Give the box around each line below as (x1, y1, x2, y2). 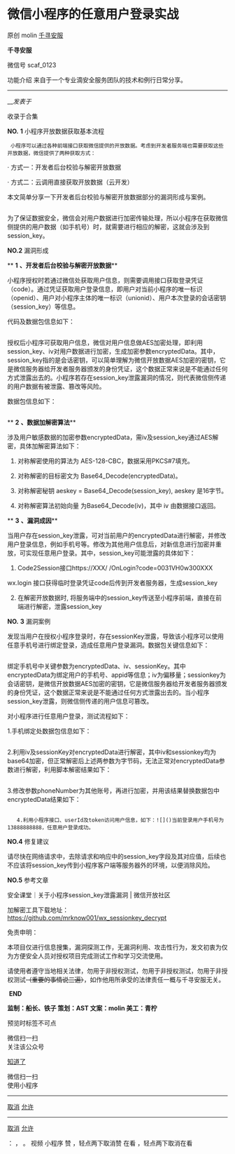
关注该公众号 (7, 1042, 44, 1051)
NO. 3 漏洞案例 (7, 617, 51, 625)
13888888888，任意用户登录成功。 (7, 824, 94, 831)
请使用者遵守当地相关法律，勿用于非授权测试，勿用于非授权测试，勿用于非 (7, 966, 222, 975)
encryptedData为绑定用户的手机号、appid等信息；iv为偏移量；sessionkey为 (7, 671, 226, 679)
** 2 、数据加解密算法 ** (7, 418, 76, 427)
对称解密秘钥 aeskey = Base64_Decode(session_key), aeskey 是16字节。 (17, 486, 228, 495)
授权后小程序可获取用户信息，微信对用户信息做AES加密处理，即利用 (7, 338, 204, 347)
